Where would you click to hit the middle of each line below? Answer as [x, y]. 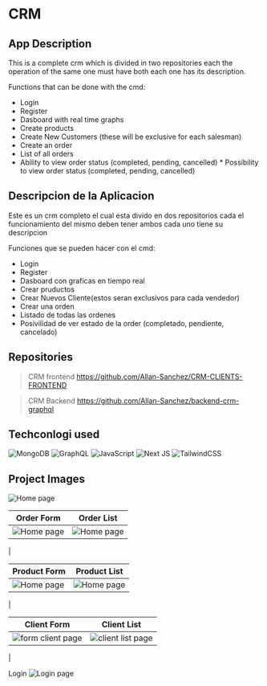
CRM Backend [52, 400]
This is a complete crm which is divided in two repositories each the [121, 63]
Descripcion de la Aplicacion [81, 196]
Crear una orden [47, 306]
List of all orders [47, 154]
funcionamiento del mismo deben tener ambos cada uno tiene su [115, 224]
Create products [47, 128]
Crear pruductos [47, 289]
